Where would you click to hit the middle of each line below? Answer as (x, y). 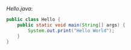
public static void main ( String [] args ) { (71, 25)
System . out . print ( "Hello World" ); (71, 30)
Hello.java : (20, 9)
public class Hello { (34, 20)
